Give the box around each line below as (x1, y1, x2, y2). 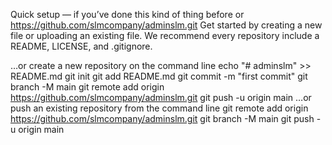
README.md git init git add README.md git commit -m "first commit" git (10, 70, 308, 82)
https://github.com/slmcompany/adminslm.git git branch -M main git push (10, 113, 315, 124)
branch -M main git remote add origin (10, 81, 165, 93)
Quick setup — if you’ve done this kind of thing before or (10, 9, 245, 20)
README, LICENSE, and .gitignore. (10, 40, 153, 52)
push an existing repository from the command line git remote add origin (10, 102, 309, 114)
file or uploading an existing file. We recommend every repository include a (10, 30, 320, 41)
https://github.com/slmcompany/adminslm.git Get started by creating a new (10, 19, 323, 31)
